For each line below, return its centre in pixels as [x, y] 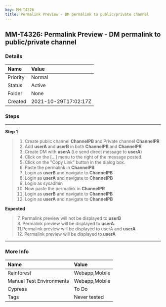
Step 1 [12, 132]
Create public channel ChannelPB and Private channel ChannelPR [92, 141]
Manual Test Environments [38, 281]
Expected [15, 209]
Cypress [17, 289]
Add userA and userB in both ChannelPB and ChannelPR [83, 147]
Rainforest [20, 273]
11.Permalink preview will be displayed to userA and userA [76, 229]
